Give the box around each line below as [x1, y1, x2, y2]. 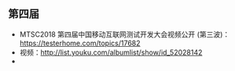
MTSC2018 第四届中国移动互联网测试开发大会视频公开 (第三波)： [19, 30, 230, 39]
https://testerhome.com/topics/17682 [19, 38, 141, 48]
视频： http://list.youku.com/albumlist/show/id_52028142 [19, 48, 203, 57]
